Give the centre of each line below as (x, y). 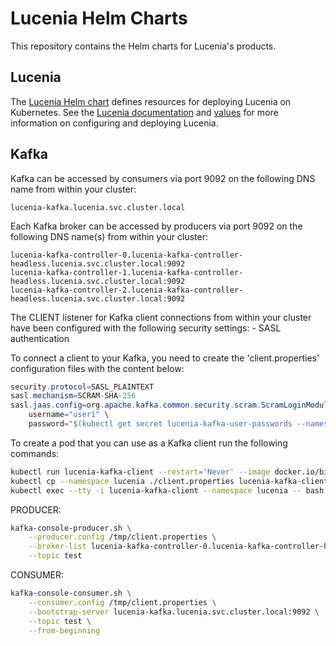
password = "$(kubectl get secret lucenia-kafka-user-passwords (160, 424)
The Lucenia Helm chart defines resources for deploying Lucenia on (151, 101)
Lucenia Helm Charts (99, 18)
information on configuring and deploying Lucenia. (114, 123)
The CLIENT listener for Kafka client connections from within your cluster (161, 317)
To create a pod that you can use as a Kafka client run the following (149, 443)
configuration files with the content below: (97, 368)
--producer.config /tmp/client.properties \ (122, 537)
